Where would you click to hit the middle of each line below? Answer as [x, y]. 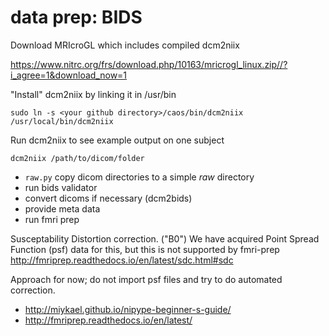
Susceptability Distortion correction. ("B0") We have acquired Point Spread [165, 238]
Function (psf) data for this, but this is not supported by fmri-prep [145, 249]
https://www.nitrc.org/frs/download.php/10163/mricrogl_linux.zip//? [149, 64]
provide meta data [62, 208]
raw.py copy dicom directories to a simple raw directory [139, 177]
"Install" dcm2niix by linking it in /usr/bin [93, 94]
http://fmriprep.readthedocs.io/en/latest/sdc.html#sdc [122, 260]
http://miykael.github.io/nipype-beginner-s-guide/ [128, 309]
